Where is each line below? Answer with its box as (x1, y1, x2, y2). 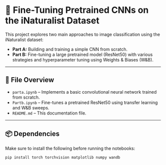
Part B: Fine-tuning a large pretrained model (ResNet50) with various (12, 52, 153, 57)
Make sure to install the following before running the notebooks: (5, 145, 135, 151)
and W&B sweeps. (12, 105, 49, 110)
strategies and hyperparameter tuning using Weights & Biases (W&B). (12, 56, 154, 62)
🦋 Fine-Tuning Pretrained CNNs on (5, 4, 149, 16)
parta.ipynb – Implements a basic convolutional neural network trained (12, 89, 157, 95)
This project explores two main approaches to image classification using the (5, 31, 161, 37)
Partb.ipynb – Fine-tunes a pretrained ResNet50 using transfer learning (12, 99, 158, 106)
